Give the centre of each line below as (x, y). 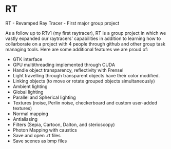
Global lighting (28, 92)
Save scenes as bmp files (40, 141)
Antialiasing (25, 119)
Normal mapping (31, 114)
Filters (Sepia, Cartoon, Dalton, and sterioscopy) (64, 124)
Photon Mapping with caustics (45, 130)
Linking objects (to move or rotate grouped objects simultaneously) (84, 81)
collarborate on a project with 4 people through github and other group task (85, 44)
